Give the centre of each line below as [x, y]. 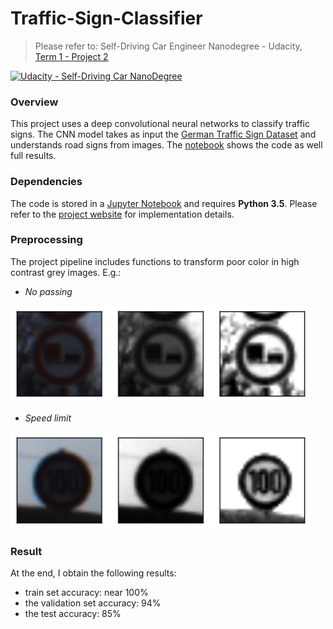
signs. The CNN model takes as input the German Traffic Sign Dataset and [163, 134]
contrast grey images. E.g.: [66, 272]
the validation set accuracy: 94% [93, 603]
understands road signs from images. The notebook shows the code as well [166, 145]
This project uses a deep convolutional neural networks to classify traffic [160, 124]
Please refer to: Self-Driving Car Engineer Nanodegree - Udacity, [168, 46]
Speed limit [48, 418]
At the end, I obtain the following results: [93, 573]
